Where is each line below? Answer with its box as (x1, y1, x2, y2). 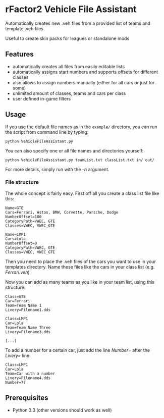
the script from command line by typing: (5, 129, 89, 135)
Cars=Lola (5, 236, 26, 241)
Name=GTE (5, 205, 24, 211)
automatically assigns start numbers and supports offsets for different (12, 69, 158, 75)
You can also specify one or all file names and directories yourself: (5, 147, 144, 153)
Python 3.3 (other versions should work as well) (12, 407, 112, 413)
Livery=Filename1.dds (5, 307, 51, 312)
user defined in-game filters (12, 95, 71, 101)
